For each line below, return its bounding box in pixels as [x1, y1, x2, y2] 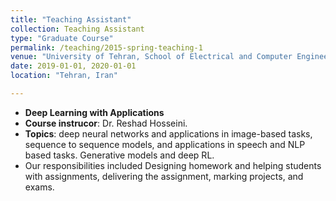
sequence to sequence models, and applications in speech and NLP [24, 138, 306, 150]
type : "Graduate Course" [10, 33, 114, 43]
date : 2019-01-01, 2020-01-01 [10, 61, 137, 71]
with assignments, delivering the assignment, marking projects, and [24, 170, 304, 182]
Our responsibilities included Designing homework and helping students [24, 159, 322, 171]
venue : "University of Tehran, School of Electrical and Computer [10, 52, 293, 62]
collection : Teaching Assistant [10, 24, 145, 34]
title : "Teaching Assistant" [10, 14, 132, 25]
